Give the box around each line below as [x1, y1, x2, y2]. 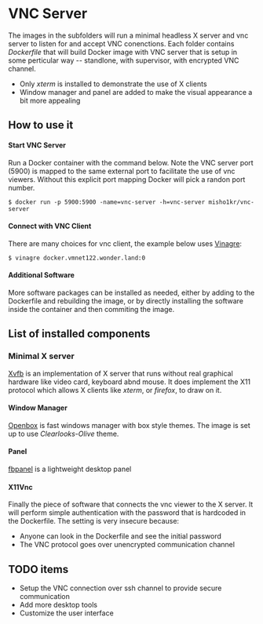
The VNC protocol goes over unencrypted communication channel [19, 540, 236, 550]
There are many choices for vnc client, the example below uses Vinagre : [8, 238, 242, 248]
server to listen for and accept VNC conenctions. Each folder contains [8, 38, 235, 48]
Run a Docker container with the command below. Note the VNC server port [8, 158, 254, 167]
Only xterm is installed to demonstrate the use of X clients [19, 79, 207, 89]
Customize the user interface [19, 608, 114, 618]
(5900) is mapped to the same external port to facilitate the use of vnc [8, 166, 236, 176]
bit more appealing [19, 96, 81, 105]
